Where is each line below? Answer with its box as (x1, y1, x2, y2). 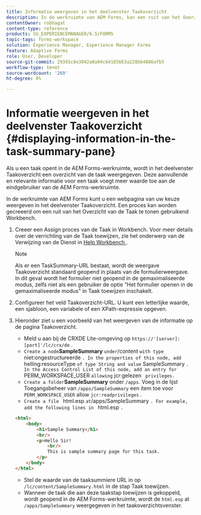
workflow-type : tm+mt (6, 64, 60, 71)
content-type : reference (6, 25, 68, 32)
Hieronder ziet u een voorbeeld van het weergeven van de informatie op (14, 317, 193, 324)
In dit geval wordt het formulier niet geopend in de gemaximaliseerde (14, 275, 185, 282)
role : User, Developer (6, 53, 63, 59)
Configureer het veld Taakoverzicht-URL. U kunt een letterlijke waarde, (14, 299, 190, 306)
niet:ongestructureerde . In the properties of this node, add (23, 354, 181, 361)
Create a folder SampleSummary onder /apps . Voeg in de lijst (23, 378, 178, 386)
